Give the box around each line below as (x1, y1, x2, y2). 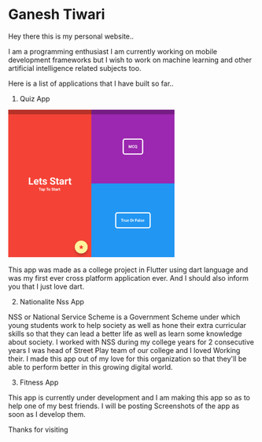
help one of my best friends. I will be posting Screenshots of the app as (8, 401, 240, 411)
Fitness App (19, 378, 59, 387)
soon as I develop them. (8, 409, 87, 418)
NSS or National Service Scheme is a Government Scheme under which (8, 312, 241, 322)
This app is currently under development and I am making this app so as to (8, 392, 250, 402)
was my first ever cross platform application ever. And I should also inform (8, 273, 249, 282)
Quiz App (19, 94, 50, 103)
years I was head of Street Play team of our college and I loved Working (8, 345, 241, 355)
